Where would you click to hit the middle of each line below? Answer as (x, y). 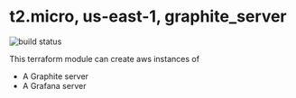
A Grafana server (54, 85)
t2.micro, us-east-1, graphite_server (148, 17)
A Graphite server (55, 76)
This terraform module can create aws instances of (105, 58)
